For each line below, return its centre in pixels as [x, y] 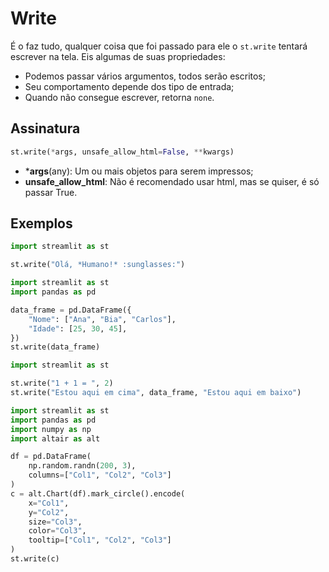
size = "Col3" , [55, 522]
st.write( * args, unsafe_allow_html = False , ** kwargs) [122, 152]
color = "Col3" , [57, 531]
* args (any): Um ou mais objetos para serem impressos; [139, 171]
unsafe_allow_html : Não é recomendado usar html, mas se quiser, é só [172, 181]
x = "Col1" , [49, 503]
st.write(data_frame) [55, 347]
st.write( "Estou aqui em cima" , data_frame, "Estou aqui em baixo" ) [156, 393]
